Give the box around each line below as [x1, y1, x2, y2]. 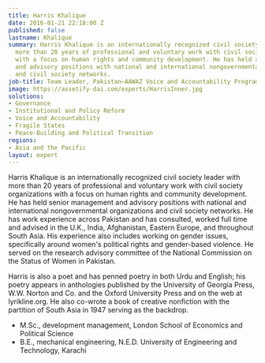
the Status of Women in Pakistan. [8, 256, 116, 266]
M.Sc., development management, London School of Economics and [19, 320, 243, 330]
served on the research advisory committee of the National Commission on [8, 248, 252, 257]
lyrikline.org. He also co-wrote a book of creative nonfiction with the [8, 297, 230, 306]
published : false [8, 26, 65, 34]
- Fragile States [8, 122, 65, 129]
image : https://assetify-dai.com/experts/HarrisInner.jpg [8, 84, 203, 93]
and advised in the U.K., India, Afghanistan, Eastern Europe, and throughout [8, 223, 254, 233]
